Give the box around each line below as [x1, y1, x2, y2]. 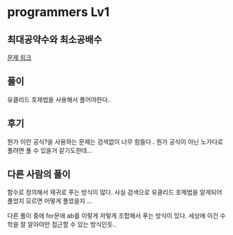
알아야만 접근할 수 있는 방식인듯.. [27, 220, 117, 229]
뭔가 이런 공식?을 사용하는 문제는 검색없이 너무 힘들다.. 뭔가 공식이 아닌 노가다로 [7, 137, 224, 146]
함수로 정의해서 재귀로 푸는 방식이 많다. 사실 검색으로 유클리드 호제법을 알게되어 [7, 188, 223, 197]
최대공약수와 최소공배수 [7, 33, 102, 45]
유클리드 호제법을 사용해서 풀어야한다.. [7, 95, 111, 104]
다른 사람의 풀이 [7, 168, 71, 181]
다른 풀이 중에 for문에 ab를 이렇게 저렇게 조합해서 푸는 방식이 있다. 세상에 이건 [7, 211, 219, 220]
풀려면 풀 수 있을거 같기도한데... [7, 146, 93, 154]
